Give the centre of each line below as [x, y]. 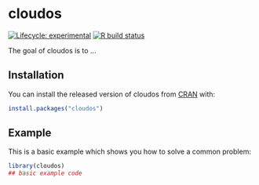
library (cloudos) [36, 166]
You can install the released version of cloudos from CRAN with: [112, 94]
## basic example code [45, 173]
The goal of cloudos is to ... [52, 50]
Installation [36, 75]
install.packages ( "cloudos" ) [56, 108]
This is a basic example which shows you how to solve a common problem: [129, 152]
